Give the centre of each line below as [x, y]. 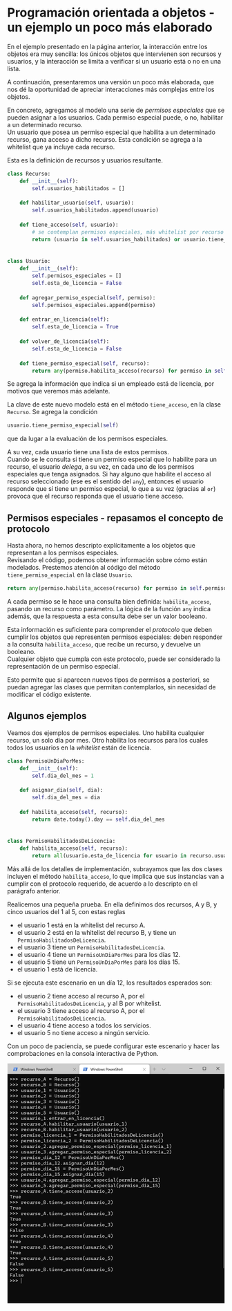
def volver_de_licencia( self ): [65, 342]
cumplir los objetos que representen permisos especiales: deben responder [115, 637]
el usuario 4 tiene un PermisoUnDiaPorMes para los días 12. [99, 955]
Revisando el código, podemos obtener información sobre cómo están [107, 560]
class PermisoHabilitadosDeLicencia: [61, 842]
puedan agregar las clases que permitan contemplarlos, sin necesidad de [112, 687]
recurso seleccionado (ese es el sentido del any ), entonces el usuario [105, 481]
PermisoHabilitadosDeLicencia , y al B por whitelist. [89, 1003]
